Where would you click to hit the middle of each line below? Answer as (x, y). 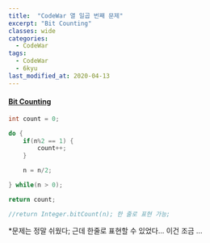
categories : (28, 38)
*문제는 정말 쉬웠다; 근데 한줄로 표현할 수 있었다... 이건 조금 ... (105, 230)
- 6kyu (27, 69)
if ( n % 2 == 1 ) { (48, 141)
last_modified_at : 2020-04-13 (59, 76)
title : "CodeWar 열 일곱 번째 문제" (66, 16)
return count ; (32, 199)
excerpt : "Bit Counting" (50, 23)
